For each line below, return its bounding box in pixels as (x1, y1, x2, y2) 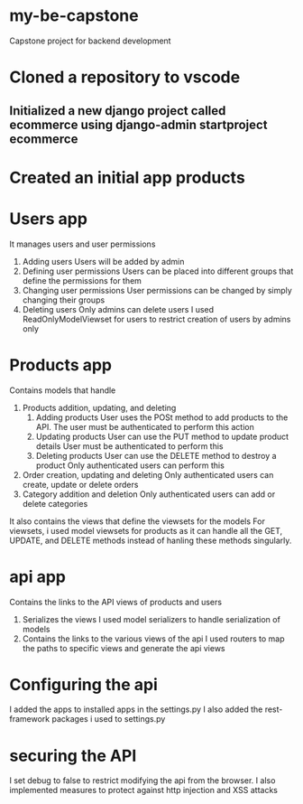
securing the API (9, 745, 137, 766)
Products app (9, 354, 113, 375)
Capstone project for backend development (9, 35, 171, 46)
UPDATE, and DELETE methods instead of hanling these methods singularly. (9, 535, 292, 546)
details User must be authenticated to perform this (35, 440, 224, 452)
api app (9, 566, 66, 587)
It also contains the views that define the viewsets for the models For (9, 516, 266, 527)
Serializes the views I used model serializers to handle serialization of (22, 613, 281, 624)
